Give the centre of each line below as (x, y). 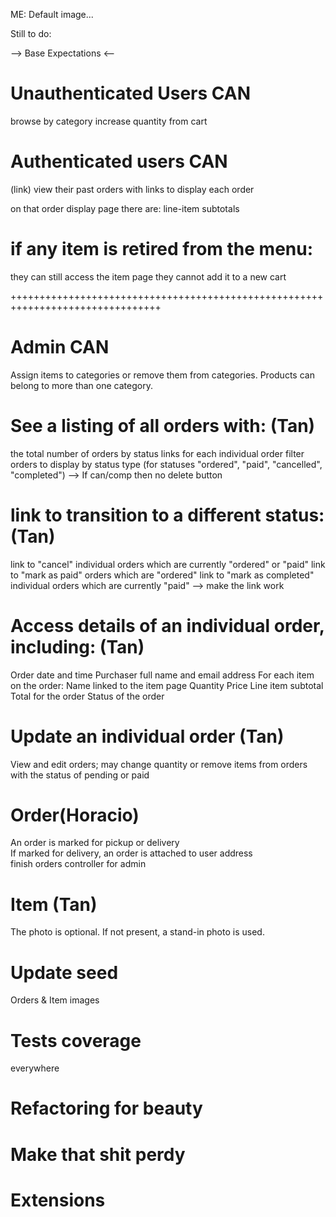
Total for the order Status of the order (87, 696)
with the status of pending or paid (80, 775)
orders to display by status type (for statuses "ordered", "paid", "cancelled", (166, 464)
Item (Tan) (54, 904)
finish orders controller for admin (78, 864)
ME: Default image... (52, 14)
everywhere (35, 1068)
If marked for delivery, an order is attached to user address (131, 853)
